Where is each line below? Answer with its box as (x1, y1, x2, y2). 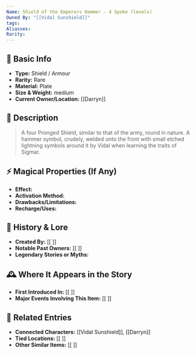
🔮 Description (6, 113, 58, 123)
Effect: (14, 185, 33, 193)
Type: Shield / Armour (14, 69, 71, 77)
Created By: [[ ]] (14, 238, 57, 245)
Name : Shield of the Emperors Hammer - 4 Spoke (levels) (6, 8, 153, 15)
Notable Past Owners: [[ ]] (14, 245, 83, 252)
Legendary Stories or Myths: (14, 251, 89, 259)
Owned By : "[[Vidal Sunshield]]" (6, 14, 90, 21)
